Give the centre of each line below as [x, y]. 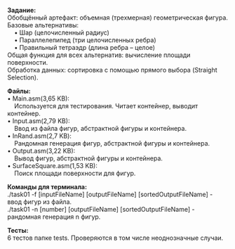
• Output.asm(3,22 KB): [41, 151]
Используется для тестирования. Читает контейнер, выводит [106, 106]
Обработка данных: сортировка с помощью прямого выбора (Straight [112, 70]
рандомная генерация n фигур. [54, 217]
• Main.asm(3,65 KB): [39, 98]
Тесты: [18, 230]
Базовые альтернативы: [43, 25]
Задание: [22, 10]
